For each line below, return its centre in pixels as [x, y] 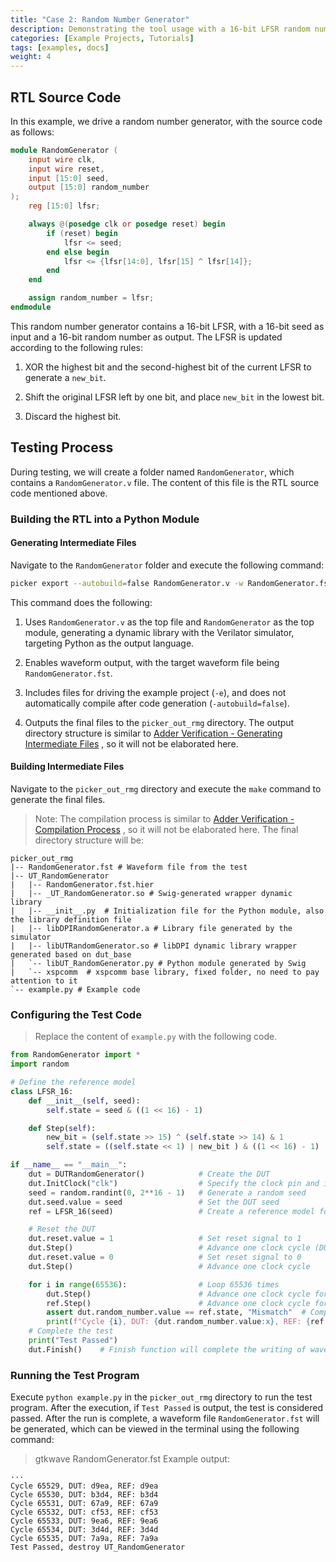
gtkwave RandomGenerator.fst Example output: [132, 1459]
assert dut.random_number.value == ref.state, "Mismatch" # [176, 1312]
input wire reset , [66, 169]
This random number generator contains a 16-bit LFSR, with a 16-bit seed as [167, 326]
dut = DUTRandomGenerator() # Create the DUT [149, 1174]
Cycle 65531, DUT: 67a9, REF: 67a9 [84, 1504]
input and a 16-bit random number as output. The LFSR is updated [146, 337]
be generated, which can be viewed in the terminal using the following [155, 1429]
